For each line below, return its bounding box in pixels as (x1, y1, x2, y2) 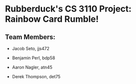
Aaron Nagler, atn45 (12, 64, 52, 70)
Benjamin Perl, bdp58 (12, 55, 56, 61)
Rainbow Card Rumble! (5, 14, 99, 25)
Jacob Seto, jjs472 (12, 46, 50, 51)
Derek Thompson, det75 (12, 74, 60, 79)
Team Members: (5, 33, 56, 41)
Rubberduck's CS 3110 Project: (5, 3, 132, 14)
